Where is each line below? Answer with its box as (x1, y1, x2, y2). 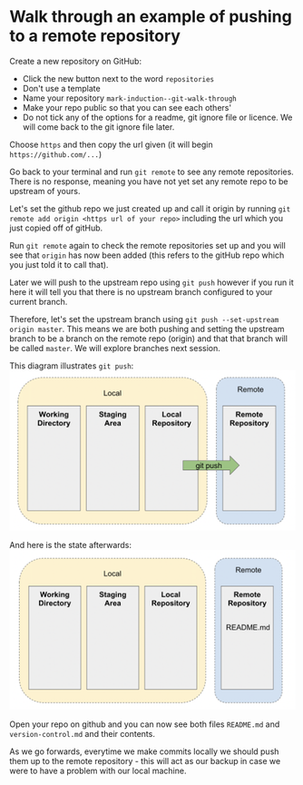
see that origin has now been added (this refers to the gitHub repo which (9, 250, 285, 260)
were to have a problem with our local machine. (9, 765, 187, 776)
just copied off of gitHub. (9, 222, 103, 233)
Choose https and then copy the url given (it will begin (9, 139, 213, 150)
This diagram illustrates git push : (9, 360, 134, 371)
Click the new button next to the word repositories (22, 73, 215, 83)
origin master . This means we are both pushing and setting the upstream (9, 323, 285, 334)
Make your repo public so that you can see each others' (22, 102, 232, 113)
